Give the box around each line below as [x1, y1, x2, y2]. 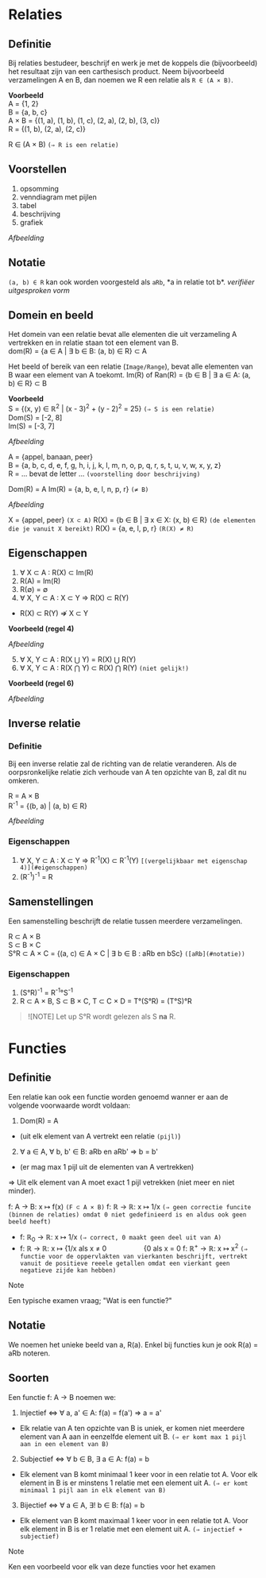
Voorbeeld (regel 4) [8, 624, 75, 633]
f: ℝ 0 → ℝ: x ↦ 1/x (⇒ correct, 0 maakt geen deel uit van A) [19, 1232, 222, 1243]
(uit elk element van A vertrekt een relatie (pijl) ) [19, 1131, 181, 1141]
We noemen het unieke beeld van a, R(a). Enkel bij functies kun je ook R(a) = [8, 1340, 259, 1349]
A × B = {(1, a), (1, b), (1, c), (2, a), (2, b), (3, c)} [8, 116, 160, 125]
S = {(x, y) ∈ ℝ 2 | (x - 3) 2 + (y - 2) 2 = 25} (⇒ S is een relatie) [8, 403, 215, 414]
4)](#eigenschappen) [19, 864, 88, 872]
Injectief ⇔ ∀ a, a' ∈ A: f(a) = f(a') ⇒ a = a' [19, 1408, 162, 1417]
